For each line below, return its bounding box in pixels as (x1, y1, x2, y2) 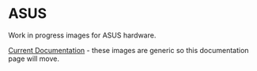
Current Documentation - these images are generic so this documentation (8, 45, 249, 55)
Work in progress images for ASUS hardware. (8, 30, 157, 40)
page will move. (8, 54, 59, 63)
